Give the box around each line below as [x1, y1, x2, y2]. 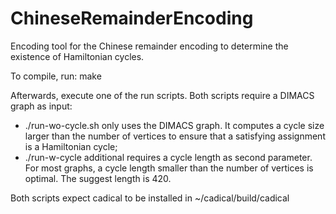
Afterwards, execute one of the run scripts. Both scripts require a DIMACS [10, 89, 315, 101]
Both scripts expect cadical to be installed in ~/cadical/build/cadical [10, 192, 290, 204]
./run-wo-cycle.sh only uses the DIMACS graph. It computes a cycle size [24, 119, 325, 131]
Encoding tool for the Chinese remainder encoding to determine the [10, 40, 289, 52]
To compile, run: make [10, 70, 102, 82]
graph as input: [10, 100, 73, 112]
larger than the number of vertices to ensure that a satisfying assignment [24, 130, 326, 142]
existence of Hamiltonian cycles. [10, 50, 145, 62]
